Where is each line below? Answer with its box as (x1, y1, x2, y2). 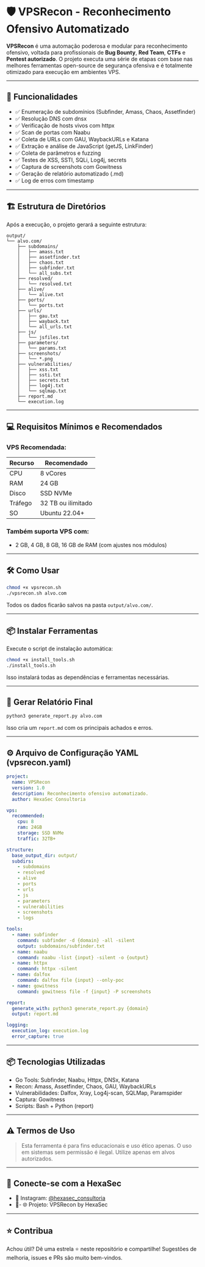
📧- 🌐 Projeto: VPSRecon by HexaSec (15, 1201, 108, 1208)
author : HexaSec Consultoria (12, 796, 86, 802)
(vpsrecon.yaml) (6, 757, 71, 768)
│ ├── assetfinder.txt (17, 254, 81, 260)
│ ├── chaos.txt (17, 259, 64, 266)
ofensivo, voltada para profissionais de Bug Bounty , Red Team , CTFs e (6, 48, 186, 56)
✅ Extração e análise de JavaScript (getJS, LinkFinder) (15, 142, 154, 150)
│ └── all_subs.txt (17, 270, 72, 276)
